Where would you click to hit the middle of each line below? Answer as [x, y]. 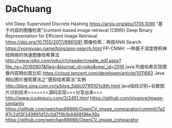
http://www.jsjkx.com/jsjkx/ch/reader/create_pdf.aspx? [63, 60]
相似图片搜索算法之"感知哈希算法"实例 [46, 79]
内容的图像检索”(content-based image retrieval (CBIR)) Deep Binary [81, 30]
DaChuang [28, 9]
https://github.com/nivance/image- [127, 98]
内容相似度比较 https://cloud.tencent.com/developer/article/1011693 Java [87, 73]
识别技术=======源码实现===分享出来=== [56, 92]
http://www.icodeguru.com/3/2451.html [47, 98]
